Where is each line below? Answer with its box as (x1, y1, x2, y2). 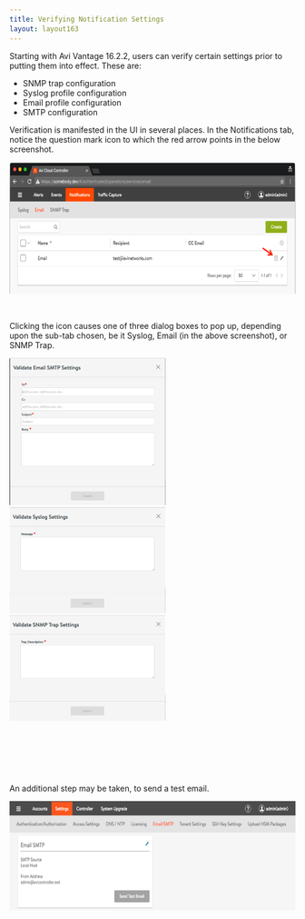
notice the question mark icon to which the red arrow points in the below (9, 134, 281, 145)
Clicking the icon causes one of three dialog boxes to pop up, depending (9, 320, 281, 331)
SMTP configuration (22, 106, 98, 117)
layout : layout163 (9, 24, 79, 34)
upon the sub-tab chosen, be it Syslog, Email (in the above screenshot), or (9, 330, 288, 341)
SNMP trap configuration (22, 77, 116, 88)
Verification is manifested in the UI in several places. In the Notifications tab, (9, 124, 295, 135)
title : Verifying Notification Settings (9, 15, 165, 24)
